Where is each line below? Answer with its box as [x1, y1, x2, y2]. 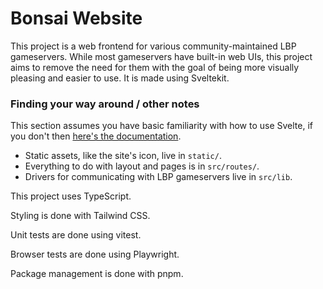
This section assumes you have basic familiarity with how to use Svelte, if [10, 120, 314, 132]
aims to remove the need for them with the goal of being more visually [10, 61, 300, 73]
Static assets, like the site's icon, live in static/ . [24, 150, 222, 162]
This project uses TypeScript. [10, 190, 132, 202]
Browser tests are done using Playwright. [10, 248, 180, 261]
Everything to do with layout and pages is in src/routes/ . [24, 160, 260, 172]
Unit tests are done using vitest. [10, 229, 142, 241]
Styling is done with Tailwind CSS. [10, 210, 151, 222]
